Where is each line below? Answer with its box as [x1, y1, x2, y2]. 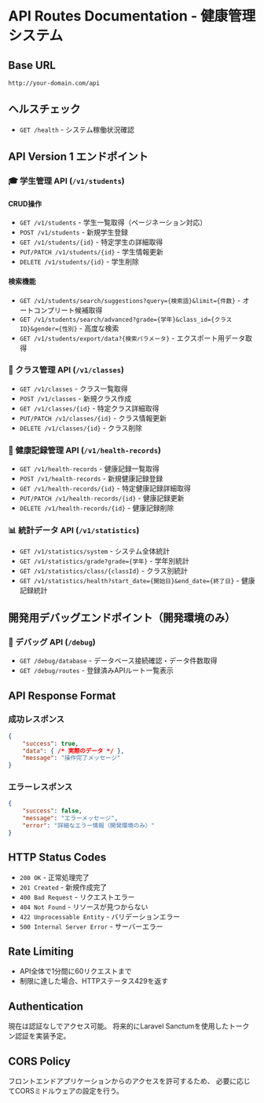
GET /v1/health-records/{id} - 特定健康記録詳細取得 [19, 484, 191, 493]
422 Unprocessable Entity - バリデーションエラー [19, 911, 181, 921]
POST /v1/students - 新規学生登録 [19, 228, 128, 237]
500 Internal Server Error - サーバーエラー [19, 922, 163, 931]
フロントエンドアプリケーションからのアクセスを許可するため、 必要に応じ [8, 1076, 251, 1086]
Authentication [8, 999, 84, 1013]
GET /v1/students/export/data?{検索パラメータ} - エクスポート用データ [19, 333, 246, 342]
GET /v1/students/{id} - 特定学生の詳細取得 [19, 237, 163, 247]
